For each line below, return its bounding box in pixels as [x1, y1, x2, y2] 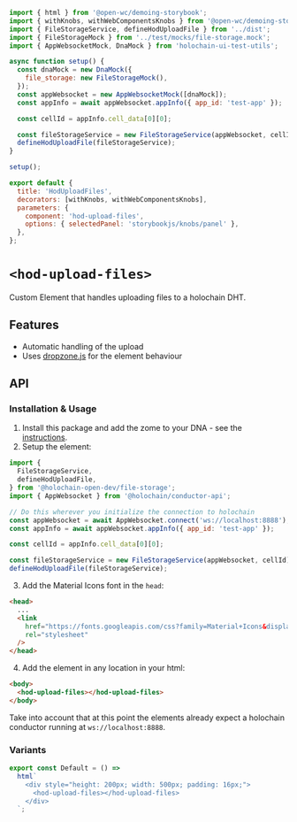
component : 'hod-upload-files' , [25, 211, 144, 220]
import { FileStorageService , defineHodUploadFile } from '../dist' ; [9, 25, 271, 34]
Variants [9, 743, 47, 756]
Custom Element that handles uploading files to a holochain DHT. [9, 292, 246, 303]
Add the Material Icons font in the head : [21, 580, 164, 591]
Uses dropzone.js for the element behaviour [21, 350, 183, 361]
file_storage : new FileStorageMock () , [25, 73, 168, 83]
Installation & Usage [9, 403, 97, 415]
